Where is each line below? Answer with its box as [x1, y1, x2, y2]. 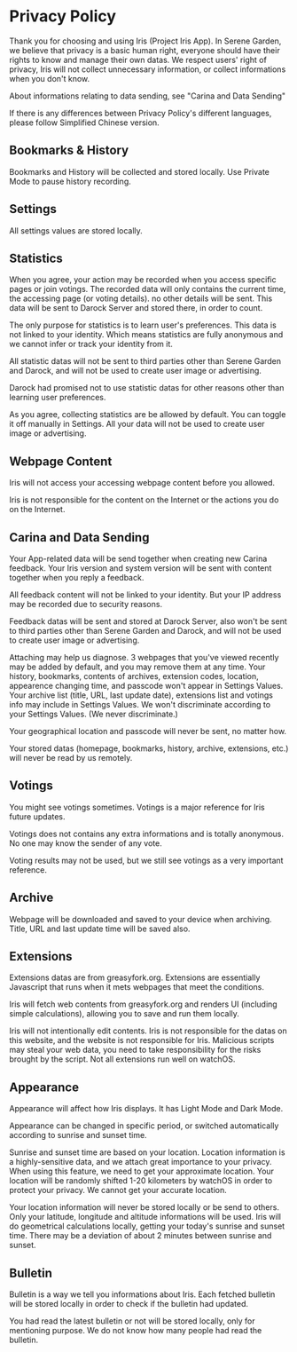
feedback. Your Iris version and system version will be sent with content [9, 563, 272, 573]
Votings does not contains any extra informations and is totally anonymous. [9, 828, 285, 839]
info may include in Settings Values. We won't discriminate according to [9, 700, 271, 709]
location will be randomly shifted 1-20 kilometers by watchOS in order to [9, 1175, 273, 1186]
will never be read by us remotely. [9, 753, 133, 763]
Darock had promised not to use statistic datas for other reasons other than [9, 383, 285, 393]
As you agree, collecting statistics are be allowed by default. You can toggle [9, 409, 286, 420]
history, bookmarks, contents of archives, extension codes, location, [9, 671, 259, 681]
